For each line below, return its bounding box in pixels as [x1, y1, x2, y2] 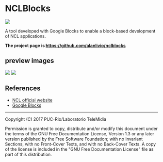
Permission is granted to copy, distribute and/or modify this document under [5, 126, 158, 131]
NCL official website [12, 97, 52, 103]
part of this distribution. [5, 151, 52, 157]
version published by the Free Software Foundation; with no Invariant [5, 136, 143, 142]
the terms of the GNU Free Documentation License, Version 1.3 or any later [5, 130, 154, 136]
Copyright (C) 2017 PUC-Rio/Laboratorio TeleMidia [5, 116, 107, 122]
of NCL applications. [5, 33, 46, 39]
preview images [5, 57, 54, 65]
